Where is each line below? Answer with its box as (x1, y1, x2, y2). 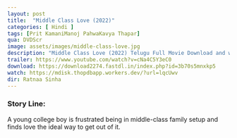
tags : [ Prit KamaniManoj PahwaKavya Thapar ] (7, 30, 140, 37)
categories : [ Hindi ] (7, 23, 74, 30)
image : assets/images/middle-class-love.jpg (7, 43, 140, 50)
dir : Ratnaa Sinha (7, 75, 61, 83)
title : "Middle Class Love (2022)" (7, 17, 115, 24)
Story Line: (7, 99, 46, 109)
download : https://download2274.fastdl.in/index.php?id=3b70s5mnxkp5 (7, 63, 217, 70)
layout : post (7, 10, 46, 18)
